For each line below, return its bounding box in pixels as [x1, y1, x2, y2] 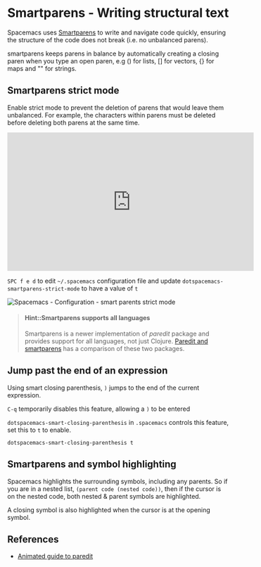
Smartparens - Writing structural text [7, 5, 229, 21]
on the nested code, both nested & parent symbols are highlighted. [7, 492, 201, 500]
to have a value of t [81, 283, 139, 293]
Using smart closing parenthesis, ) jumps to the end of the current [7, 383, 199, 392]
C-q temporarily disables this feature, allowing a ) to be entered [7, 404, 191, 413]
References [7, 533, 59, 545]
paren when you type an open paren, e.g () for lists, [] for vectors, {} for [7, 56, 215, 65]
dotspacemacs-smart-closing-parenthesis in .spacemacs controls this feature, [7, 418, 229, 426]
